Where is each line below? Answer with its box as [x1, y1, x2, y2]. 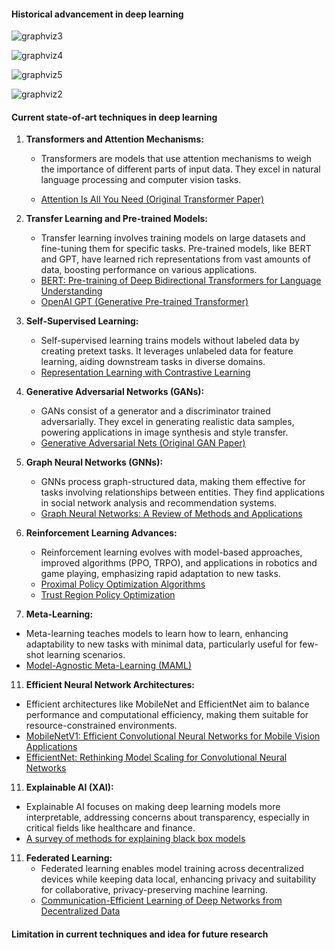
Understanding [40, 285, 103, 297]
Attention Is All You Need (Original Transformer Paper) [40, 193, 265, 205]
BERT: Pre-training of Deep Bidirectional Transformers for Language [40, 275, 322, 287]
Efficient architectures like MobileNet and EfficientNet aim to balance [25, 698, 310, 710]
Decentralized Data [40, 905, 121, 917]
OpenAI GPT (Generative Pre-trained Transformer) [40, 296, 249, 308]
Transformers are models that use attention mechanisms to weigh [40, 153, 312, 165]
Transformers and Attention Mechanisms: [25, 133, 204, 145]
